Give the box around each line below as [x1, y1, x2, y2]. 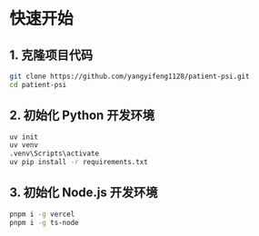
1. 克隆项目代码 [9, 47, 94, 63]
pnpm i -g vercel [9, 210, 75, 219]
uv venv [9, 141, 39, 150]
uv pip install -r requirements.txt [9, 158, 148, 167]
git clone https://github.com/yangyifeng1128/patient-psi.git [9, 72, 250, 81]
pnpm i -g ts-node [9, 218, 79, 227]
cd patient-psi [9, 80, 67, 89]
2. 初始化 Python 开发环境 [9, 108, 154, 123]
